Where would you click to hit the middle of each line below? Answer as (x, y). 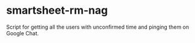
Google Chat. (22, 33)
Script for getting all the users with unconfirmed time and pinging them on (98, 27)
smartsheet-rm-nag (57, 10)
